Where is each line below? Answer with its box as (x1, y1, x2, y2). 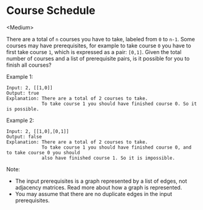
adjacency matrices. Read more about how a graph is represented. (15, 183, 182, 191)
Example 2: (6, 117, 35, 124)
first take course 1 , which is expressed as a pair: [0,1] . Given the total (6, 48, 182, 55)
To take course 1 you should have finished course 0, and (41, 144, 191, 151)
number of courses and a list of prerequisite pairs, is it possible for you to (6, 55, 190, 62)
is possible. (6, 106, 40, 112)
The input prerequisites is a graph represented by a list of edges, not (15, 177, 187, 185)
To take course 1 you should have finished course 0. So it (41, 101, 198, 107)
